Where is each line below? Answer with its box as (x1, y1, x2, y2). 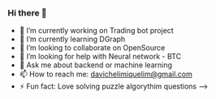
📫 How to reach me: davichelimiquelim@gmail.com (19, 69, 192, 80)
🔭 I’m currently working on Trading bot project (19, 26, 174, 36)
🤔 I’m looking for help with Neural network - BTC (19, 52, 182, 62)
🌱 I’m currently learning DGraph (19, 34, 126, 44)
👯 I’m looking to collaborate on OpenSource (19, 43, 166, 53)
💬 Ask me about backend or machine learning (19, 60, 172, 70)
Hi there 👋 (7, 7, 48, 19)
